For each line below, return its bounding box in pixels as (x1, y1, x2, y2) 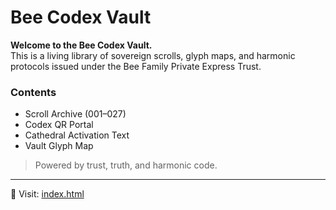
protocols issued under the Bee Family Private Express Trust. (10, 60, 262, 72)
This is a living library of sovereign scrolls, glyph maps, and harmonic (10, 49, 296, 61)
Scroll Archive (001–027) (24, 108, 127, 120)
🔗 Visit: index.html (10, 188, 85, 200)
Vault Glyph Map (24, 140, 94, 152)
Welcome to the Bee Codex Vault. (10, 39, 153, 51)
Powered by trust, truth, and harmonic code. (34, 159, 218, 171)
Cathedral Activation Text (24, 129, 130, 141)
